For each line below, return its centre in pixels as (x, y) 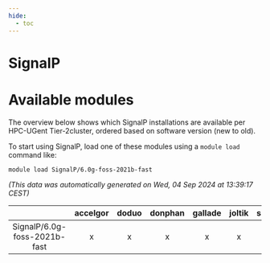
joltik (239, 212)
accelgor (92, 212)
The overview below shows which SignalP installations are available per (127, 122)
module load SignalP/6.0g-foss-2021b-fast (80, 170)
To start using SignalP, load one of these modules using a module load (124, 146)
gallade (207, 212)
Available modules (71, 99)
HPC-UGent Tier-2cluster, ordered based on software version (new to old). (132, 130)
